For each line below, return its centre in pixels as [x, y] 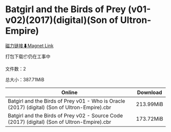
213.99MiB [150, 104]
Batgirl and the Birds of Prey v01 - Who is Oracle [67, 101]
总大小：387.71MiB [25, 79]
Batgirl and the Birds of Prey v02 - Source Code [65, 115]
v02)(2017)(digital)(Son [56, 20]
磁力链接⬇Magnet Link [30, 45]
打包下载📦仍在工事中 [28, 56]
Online [69, 92]
